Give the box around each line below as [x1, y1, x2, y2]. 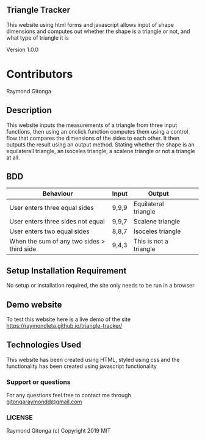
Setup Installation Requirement [6, 265, 127, 276]
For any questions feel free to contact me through [6, 392, 131, 399]
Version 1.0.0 [6, 46, 39, 53]
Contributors [6, 67, 73, 81]
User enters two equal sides [9, 227, 90, 236]
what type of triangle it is [6, 34, 69, 41]
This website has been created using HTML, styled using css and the [6, 356, 180, 363]
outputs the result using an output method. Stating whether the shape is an [6, 140, 195, 148]
